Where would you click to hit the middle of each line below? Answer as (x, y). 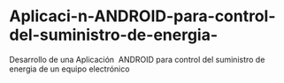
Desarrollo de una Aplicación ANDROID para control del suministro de (137, 59)
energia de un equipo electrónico (69, 69)
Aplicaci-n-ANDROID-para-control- (142, 16)
